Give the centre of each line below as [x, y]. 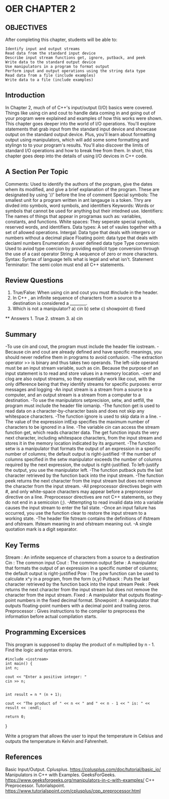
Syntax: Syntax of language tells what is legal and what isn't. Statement [79, 259]
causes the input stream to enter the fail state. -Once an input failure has [81, 508]
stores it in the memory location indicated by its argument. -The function [80, 443]
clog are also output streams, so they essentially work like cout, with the [80, 379]
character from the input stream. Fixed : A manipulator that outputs [75, 595]
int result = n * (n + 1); [34, 694]
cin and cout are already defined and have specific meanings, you [93, 352]
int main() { [19, 663]
